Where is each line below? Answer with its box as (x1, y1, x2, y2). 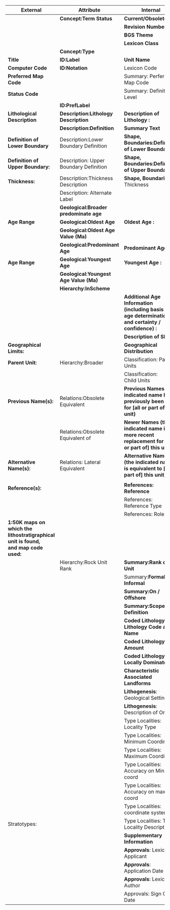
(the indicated (123, 459, 159, 465)
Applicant (123, 853, 147, 860)
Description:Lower (60, 136, 104, 143)
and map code (8, 544, 43, 551)
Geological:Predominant (60, 241, 119, 248)
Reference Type (123, 502, 162, 509)
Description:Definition (60, 125, 114, 131)
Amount (123, 644, 144, 651)
